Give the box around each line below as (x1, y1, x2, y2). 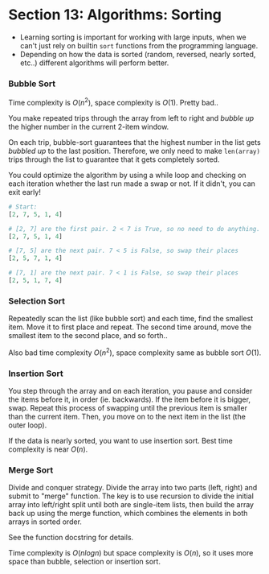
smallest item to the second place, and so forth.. (8, 331, 168, 341)
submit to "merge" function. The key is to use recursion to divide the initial (8, 491, 255, 501)
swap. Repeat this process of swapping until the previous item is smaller (8, 403, 247, 413)
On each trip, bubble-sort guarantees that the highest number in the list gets (8, 137, 261, 147)
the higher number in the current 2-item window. (8, 122, 169, 131)
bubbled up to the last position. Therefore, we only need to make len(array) (8, 146, 261, 155)
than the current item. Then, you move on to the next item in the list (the (8, 412, 247, 422)
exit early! (8, 187, 42, 196)
